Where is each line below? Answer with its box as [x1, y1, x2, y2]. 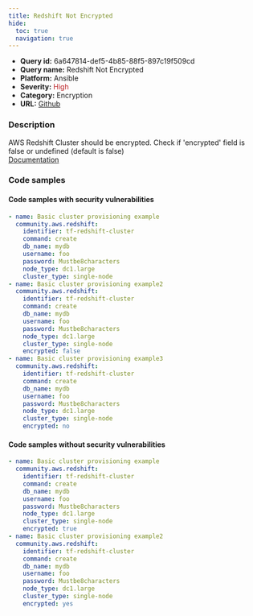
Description [8, 119, 55, 130]
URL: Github [19, 99, 61, 109]
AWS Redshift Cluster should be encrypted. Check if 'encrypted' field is [8, 138, 245, 147]
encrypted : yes [22, 599, 74, 608]
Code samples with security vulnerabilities [8, 195, 154, 205]
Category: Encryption [19, 90, 93, 101]
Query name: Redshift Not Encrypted [19, 65, 145, 75]
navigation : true [15, 34, 74, 43]
